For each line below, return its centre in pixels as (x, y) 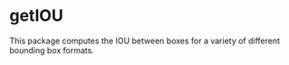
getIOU (36, 16)
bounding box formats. (52, 50)
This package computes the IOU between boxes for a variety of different (145, 41)
